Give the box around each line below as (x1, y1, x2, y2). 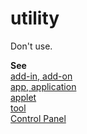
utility (10, 7, 60, 30)
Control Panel (10, 112, 67, 124)
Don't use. (10, 40, 53, 52)
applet (10, 91, 37, 103)
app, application (10, 80, 77, 92)
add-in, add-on (10, 70, 73, 82)
